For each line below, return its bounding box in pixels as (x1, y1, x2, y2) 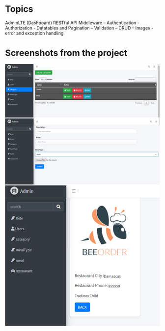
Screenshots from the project (5, 48, 128, 59)
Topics (5, 3, 33, 15)
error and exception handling (5, 30, 64, 36)
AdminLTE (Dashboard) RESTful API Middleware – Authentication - (5, 20, 140, 26)
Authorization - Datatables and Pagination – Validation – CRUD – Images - (5, 25, 154, 30)
